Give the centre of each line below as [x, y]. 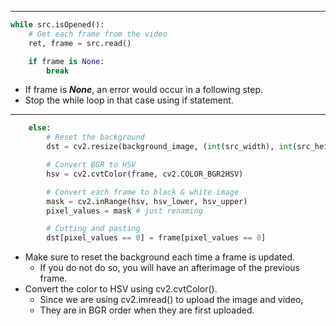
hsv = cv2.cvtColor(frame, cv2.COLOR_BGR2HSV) [145, 174]
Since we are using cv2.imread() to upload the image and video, [171, 300]
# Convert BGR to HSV [91, 165]
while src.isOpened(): [57, 25]
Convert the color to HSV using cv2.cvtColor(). [121, 289]
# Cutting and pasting [93, 229]
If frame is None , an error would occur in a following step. [144, 90]
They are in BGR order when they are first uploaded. [147, 310]
